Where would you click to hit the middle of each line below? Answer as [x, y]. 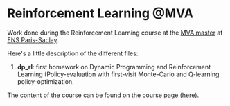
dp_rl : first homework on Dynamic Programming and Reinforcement [114, 67]
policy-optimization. [45, 81]
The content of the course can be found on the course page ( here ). [103, 95]
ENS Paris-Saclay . [33, 39]
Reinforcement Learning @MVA [100, 14]
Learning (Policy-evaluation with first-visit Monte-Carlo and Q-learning [118, 74]
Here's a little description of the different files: [73, 53]
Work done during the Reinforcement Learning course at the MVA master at [115, 33]
